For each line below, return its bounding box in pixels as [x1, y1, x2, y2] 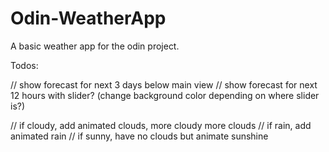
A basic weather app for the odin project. [10, 40, 180, 52]
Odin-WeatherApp [10, 7, 167, 30]
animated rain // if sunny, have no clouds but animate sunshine [10, 130, 269, 142]
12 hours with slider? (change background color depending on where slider [10, 89, 320, 101]
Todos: [10, 59, 39, 71]
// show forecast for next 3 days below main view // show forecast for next [10, 78, 318, 91]
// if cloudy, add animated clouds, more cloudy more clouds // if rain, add [10, 119, 312, 131]
